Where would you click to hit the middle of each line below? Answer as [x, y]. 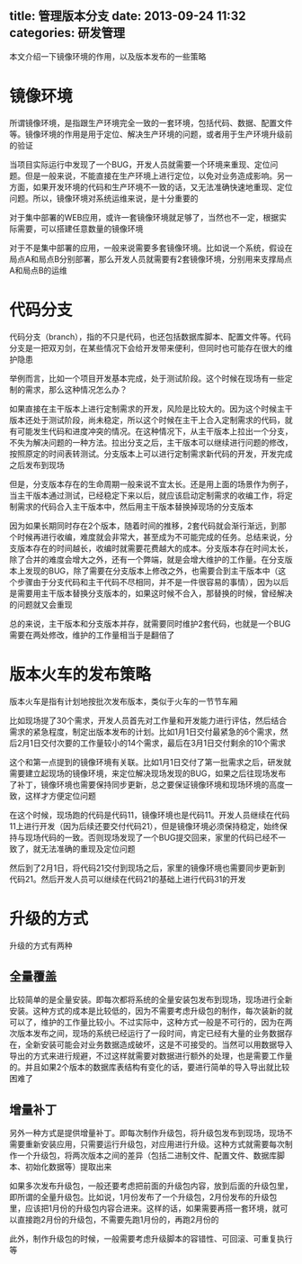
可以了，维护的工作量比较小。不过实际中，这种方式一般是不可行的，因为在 [147, 1022]
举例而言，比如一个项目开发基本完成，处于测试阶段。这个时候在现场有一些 [147, 378]
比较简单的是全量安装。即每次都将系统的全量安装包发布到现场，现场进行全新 [151, 1000]
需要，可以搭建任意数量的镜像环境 [80, 229]
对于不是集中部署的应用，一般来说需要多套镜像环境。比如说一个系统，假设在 [151, 248]
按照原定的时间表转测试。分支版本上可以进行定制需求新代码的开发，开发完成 [151, 454]
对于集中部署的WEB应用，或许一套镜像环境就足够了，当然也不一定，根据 [144, 217]
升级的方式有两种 [41, 945]
